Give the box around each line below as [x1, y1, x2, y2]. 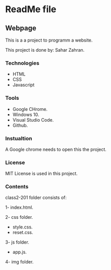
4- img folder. [5, 259, 34, 265]
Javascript [12, 82, 35, 88]
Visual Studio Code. [12, 117, 54, 123]
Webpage [5, 24, 36, 32]
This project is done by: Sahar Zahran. [5, 47, 85, 53]
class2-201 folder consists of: [5, 195, 67, 201]
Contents [5, 183, 29, 190]
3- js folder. [5, 239, 29, 245]
